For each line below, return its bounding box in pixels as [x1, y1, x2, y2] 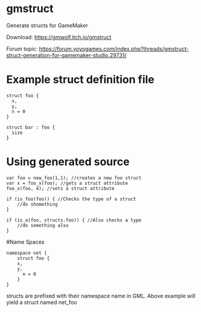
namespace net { [6, 250, 47, 256]
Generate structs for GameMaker [6, 22, 89, 29]
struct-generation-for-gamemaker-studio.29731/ [6, 51, 127, 59]
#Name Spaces [6, 238, 45, 246]
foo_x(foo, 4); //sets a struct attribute [6, 185, 115, 191]
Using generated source [6, 155, 130, 169]
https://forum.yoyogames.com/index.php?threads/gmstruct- [39, 45, 189, 53]
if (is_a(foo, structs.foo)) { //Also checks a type [6, 217, 142, 223]
